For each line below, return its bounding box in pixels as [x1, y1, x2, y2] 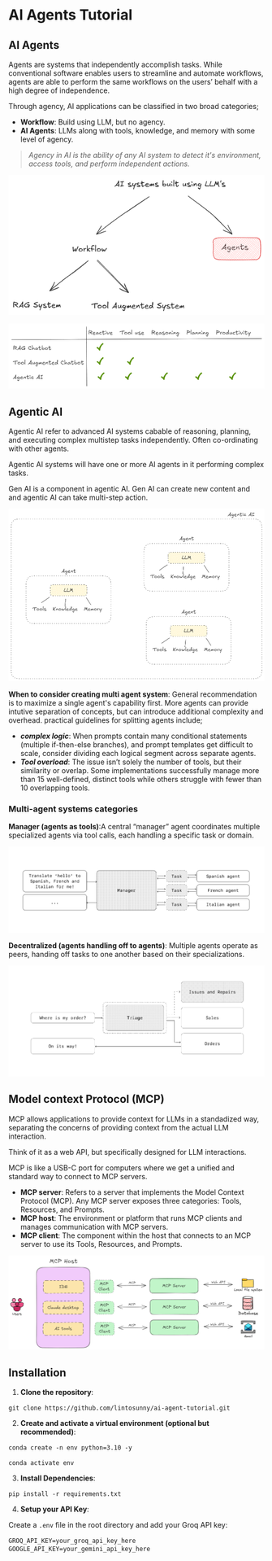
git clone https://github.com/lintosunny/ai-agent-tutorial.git [8, 1404, 231, 1413]
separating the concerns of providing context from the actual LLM [8, 1122, 229, 1132]
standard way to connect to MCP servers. [8, 1171, 148, 1181]
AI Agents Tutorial [8, 6, 132, 24]
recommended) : [19, 1427, 76, 1437]
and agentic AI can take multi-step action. [8, 492, 149, 502]
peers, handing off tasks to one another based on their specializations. [8, 950, 245, 960]
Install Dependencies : [19, 1473, 96, 1483]
